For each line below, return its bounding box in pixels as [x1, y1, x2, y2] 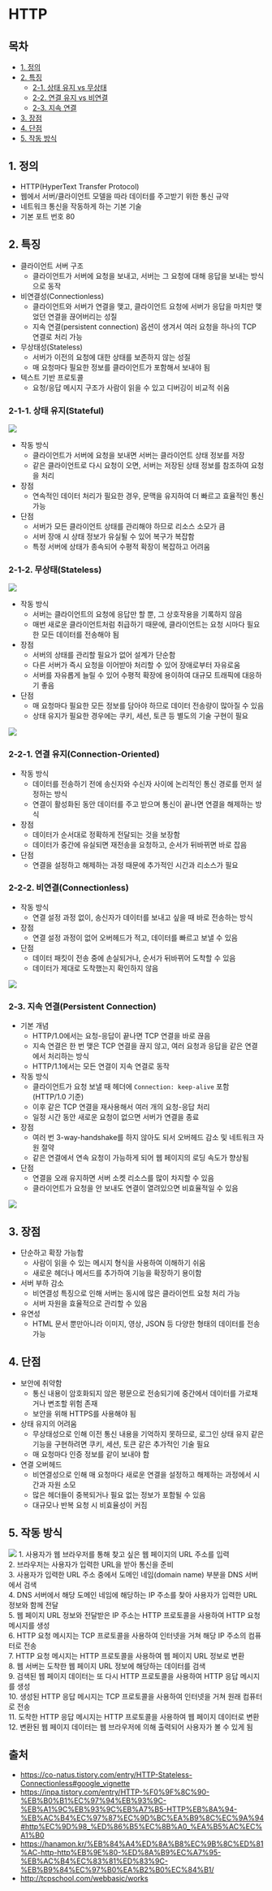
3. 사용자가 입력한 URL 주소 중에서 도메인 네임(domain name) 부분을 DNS [8, 1569, 244, 1579]
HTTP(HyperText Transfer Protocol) [19, 181, 140, 191]
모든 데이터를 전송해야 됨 [41, 630, 119, 640]
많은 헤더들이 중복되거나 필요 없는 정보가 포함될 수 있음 [32, 1490, 206, 1499]
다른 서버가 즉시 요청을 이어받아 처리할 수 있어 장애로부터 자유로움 [32, 660, 241, 670]
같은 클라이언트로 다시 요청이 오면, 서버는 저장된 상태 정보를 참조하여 [32, 460, 249, 470]
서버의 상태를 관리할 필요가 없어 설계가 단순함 [32, 650, 176, 660]
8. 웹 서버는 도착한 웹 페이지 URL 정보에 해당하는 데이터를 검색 [8, 1661, 206, 1671]
